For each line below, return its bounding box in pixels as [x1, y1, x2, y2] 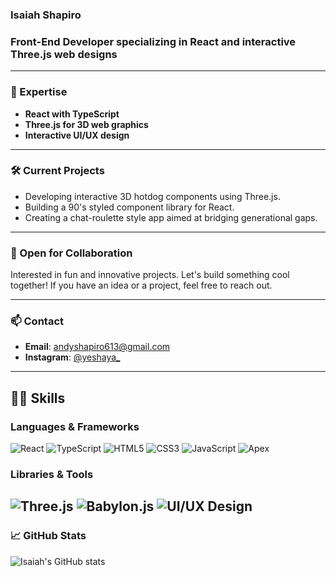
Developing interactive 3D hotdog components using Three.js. [24, 190, 281, 202]
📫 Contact [10, 314, 64, 328]
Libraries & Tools [10, 468, 94, 482]
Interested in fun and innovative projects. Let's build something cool [10, 269, 290, 281]
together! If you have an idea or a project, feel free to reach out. [10, 279, 273, 292]
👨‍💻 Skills [10, 389, 66, 407]
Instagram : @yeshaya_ [24, 351, 121, 363]
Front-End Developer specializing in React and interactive [10, 34, 297, 48]
